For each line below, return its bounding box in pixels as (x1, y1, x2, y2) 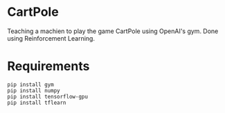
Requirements (7, 59, 90, 74)
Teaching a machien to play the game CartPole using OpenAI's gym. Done (7, 27, 219, 35)
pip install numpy (7, 87, 60, 94)
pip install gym (7, 81, 54, 88)
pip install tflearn (7, 99, 67, 106)
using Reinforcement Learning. (7, 34, 96, 42)
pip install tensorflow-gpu (7, 93, 89, 100)
